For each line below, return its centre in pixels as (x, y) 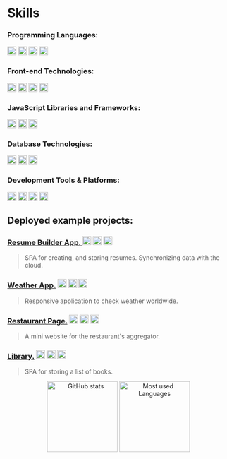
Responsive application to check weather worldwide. (101, 301)
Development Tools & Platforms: (63, 180)
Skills (24, 13)
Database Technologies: (50, 144)
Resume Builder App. (44, 242)
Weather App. (32, 285)
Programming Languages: (53, 35)
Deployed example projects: (70, 221)
